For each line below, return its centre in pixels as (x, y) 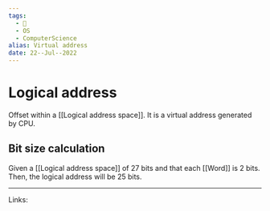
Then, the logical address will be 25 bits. (75, 177)
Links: (18, 199)
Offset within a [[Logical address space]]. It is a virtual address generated (130, 115)
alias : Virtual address (48, 46)
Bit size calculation (57, 149)
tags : (17, 16)
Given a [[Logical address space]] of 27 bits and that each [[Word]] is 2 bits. (134, 168)
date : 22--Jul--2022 (43, 53)
